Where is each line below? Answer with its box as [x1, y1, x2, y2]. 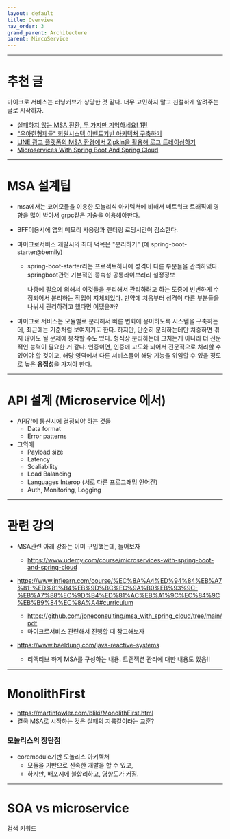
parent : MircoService [7, 36, 69, 43]
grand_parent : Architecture [7, 29, 88, 36]
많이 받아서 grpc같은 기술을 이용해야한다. [29, 211, 140, 219]
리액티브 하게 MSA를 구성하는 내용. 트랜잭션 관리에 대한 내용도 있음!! [27, 655, 211, 663]
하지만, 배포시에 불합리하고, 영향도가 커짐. [27, 770, 139, 778]
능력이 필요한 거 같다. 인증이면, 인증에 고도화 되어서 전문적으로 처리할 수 [29, 343, 222, 351]
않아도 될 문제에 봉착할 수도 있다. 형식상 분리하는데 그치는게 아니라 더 [24, 334, 209, 342]
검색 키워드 [7, 825, 37, 833]
